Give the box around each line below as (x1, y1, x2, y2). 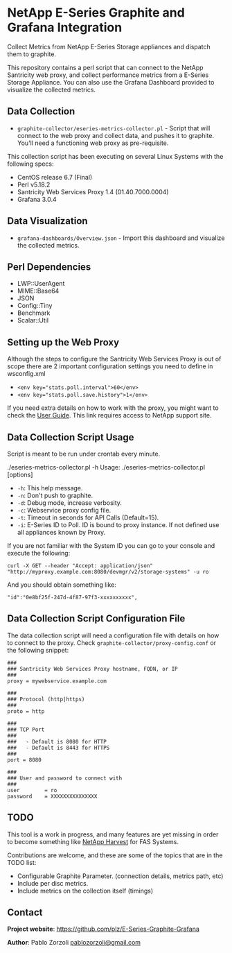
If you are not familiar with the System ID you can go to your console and (7, 542, 215, 549)
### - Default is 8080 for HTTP (7, 738, 107, 745)
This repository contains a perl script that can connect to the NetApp (7, 63, 204, 71)
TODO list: (7, 858, 37, 866)
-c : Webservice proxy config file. (17, 506, 111, 514)
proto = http (7, 707, 45, 715)
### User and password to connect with (7, 775, 123, 782)
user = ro (7, 787, 57, 793)
